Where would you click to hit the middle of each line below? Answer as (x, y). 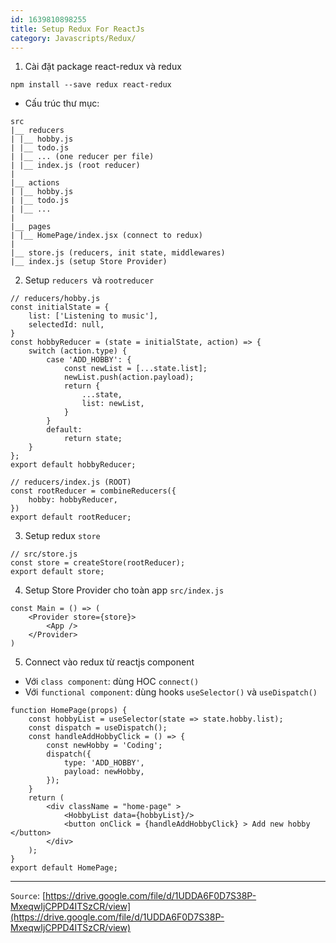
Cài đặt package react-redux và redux (103, 67)
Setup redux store (62, 536)
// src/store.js (44, 554)
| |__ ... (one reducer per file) (82, 157)
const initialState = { (60, 307)
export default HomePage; (64, 868)
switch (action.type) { (78, 351)
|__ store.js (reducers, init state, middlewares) (118, 253)
